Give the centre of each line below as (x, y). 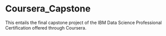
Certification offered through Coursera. (46, 27)
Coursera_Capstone (48, 9)
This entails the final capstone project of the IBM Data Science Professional (84, 22)
